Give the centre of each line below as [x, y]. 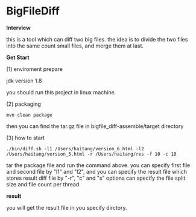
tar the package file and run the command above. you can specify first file [98, 165]
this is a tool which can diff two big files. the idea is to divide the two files [97, 39]
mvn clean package [29, 115]
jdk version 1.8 [24, 81]
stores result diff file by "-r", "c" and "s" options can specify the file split [96, 178]
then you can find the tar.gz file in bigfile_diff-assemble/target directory [95, 126]
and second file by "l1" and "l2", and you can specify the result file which [96, 171]
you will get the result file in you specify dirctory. [67, 207]
